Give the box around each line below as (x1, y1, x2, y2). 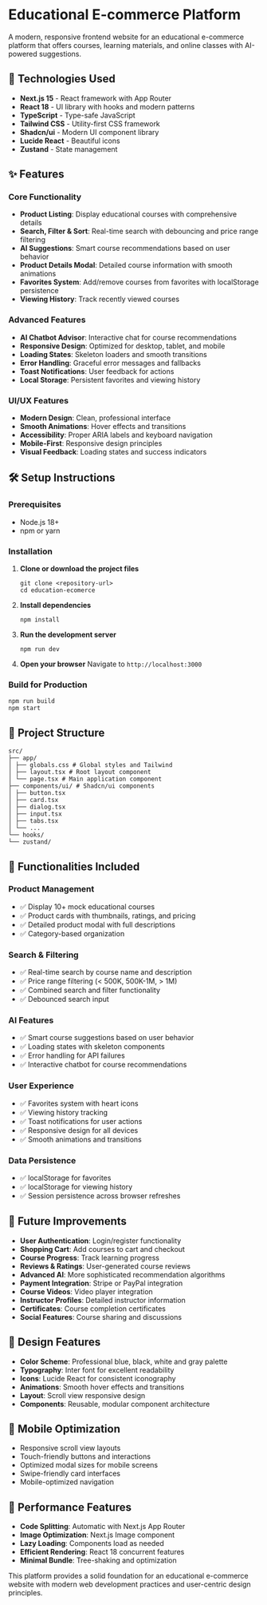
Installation (8, 546, 53, 557)
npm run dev (19, 646, 60, 654)
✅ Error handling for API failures (19, 1051, 125, 1060)
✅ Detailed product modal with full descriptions (19, 920, 175, 929)
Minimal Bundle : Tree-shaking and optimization (19, 1555, 177, 1565)
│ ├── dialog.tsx (8, 803, 66, 812)
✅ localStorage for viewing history (19, 1182, 133, 1191)
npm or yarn (19, 526, 61, 535)
